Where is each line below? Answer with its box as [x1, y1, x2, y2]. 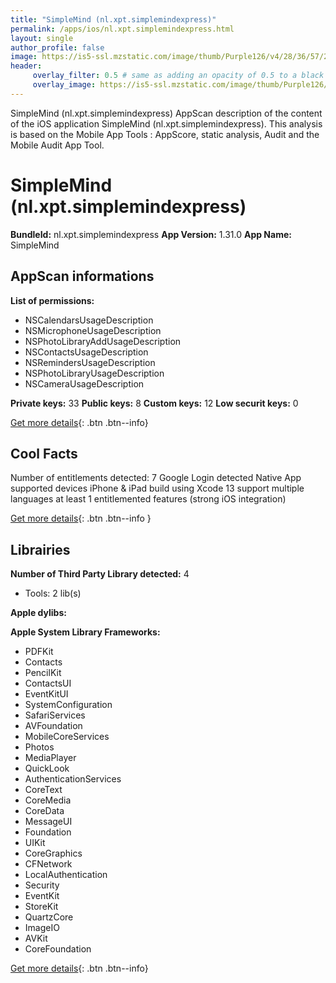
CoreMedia [24, 794, 72, 806]
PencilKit [24, 667, 62, 679]
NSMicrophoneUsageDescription [24, 324, 162, 336]
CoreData [24, 805, 65, 817]
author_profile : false [10, 42, 105, 53]
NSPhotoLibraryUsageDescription [24, 367, 165, 379]
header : [10, 61, 43, 71]
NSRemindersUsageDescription [24, 356, 156, 368]
